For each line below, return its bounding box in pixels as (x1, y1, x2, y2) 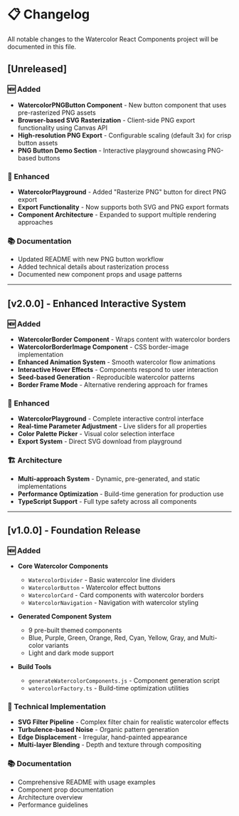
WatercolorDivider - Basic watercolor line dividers (28, 576, 176, 584)
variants (45, 641, 69, 650)
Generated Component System (17, 612, 112, 621)
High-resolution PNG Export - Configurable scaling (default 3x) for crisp (17, 130, 232, 140)
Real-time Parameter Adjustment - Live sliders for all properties (17, 422, 208, 430)
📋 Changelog (7, 6, 90, 23)
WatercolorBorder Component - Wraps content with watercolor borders (17, 335, 230, 344)
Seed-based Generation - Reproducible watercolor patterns (17, 373, 196, 381)
